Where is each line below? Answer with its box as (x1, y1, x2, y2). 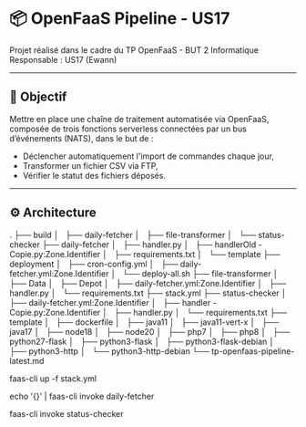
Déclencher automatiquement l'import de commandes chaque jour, (22, 151, 275, 161)
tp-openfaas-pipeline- (210, 345, 295, 357)
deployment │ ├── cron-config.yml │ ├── (9, 258, 178, 269)
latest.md (9, 355, 45, 366)
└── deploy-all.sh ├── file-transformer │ (122, 267, 279, 279)
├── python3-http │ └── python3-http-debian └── (9, 345, 209, 357)
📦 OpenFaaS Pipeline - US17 (9, 8, 230, 29)
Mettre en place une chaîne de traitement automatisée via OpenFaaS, (9, 113, 270, 124)
